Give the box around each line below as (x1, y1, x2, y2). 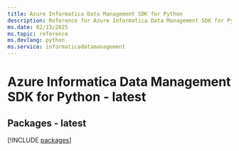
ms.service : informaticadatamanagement (7, 43, 126, 50)
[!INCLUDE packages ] (7, 136, 72, 144)
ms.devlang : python (7, 37, 65, 44)
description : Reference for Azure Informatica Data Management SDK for (7, 17, 224, 24)
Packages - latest (7, 117, 87, 129)
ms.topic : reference (7, 30, 69, 38)
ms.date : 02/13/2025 (7, 23, 69, 30)
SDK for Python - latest (7, 89, 147, 105)
